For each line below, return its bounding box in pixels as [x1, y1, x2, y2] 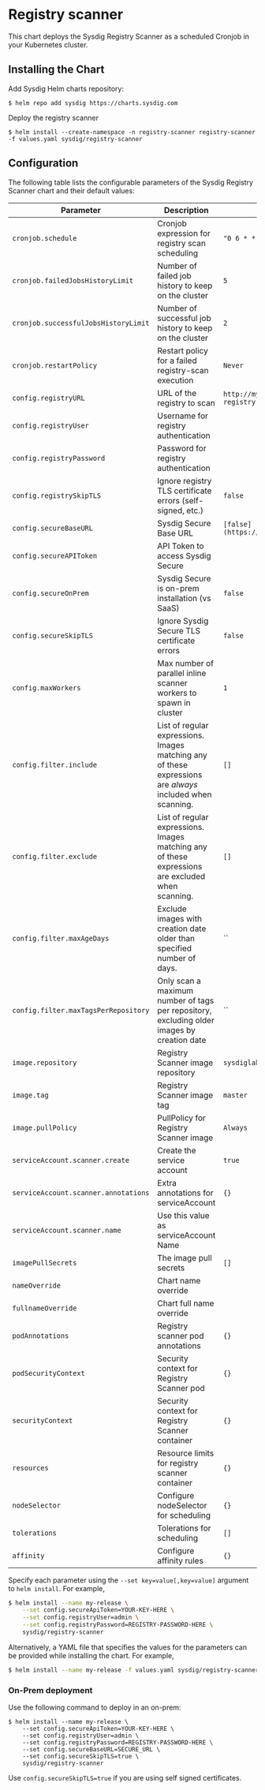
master [223, 1090, 248, 1100]
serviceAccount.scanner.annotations [12, 1188, 150, 1197]
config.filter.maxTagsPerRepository [12, 1006, 150, 1015]
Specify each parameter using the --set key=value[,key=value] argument [8, 1575, 249, 1585]
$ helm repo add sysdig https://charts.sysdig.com [8, 99, 178, 107]
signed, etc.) [157, 505, 203, 516]
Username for [157, 410, 209, 421]
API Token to [157, 540, 204, 551]
